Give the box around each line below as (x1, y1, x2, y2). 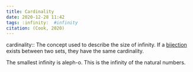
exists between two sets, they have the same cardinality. (6, 48, 144, 55)
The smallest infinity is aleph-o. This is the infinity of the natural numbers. (6, 59, 186, 66)
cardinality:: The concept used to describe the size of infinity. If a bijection (6, 41, 188, 48)
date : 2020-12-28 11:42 (6, 14, 65, 20)
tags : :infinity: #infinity (6, 19, 78, 25)
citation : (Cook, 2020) (6, 25, 65, 31)
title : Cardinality (6, 8, 54, 15)
